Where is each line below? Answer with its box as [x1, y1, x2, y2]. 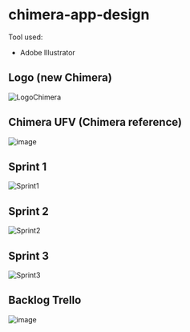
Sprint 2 [8, 204, 50, 218]
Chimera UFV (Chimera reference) [8, 115, 183, 129]
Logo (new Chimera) [8, 71, 112, 85]
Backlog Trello [8, 294, 82, 307]
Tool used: [8, 32, 43, 42]
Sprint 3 [8, 249, 50, 262]
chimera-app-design [8, 6, 150, 24]
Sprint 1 [8, 160, 47, 173]
